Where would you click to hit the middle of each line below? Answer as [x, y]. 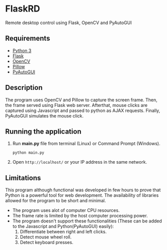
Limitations [23, 178]
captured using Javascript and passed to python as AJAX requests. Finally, [83, 110]
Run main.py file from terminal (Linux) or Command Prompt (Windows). [86, 144]
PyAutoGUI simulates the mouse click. [44, 115]
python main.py [28, 153]
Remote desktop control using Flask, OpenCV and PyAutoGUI [68, 23]
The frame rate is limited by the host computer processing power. [80, 216]
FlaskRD [23, 9]
